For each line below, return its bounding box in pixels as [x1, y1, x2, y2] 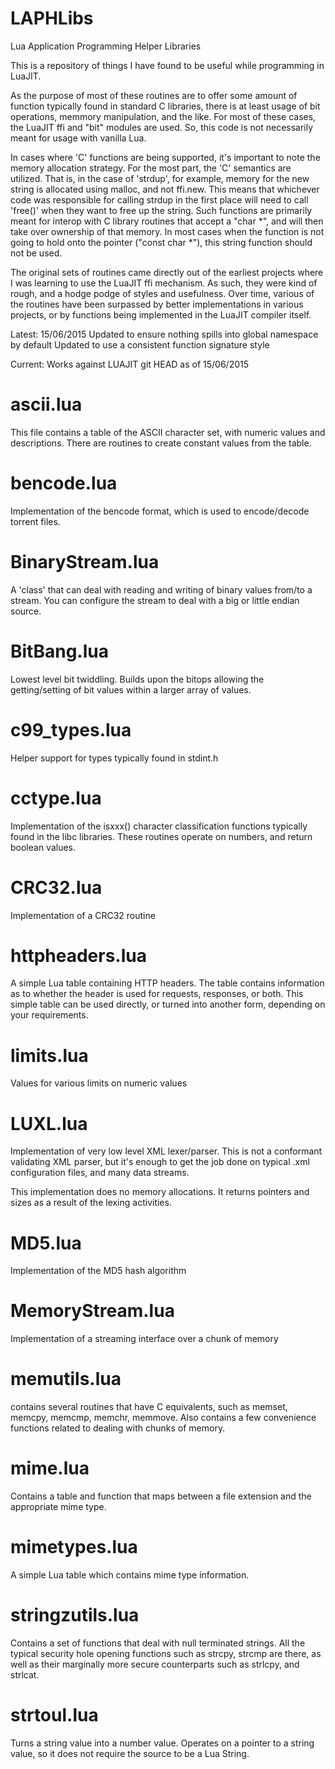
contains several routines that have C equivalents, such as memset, [10, 1401, 288, 1413]
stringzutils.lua [10, 1604, 140, 1627]
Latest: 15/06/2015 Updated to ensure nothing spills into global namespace [10, 328, 319, 340]
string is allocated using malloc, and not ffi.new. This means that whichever [10, 183, 320, 195]
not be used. [10, 247, 63, 259]
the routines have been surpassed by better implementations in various [10, 298, 304, 310]
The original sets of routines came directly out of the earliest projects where [10, 266, 324, 278]
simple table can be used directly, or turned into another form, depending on [10, 998, 326, 1011]
